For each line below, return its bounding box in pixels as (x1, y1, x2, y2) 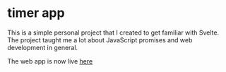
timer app (7, 5, 65, 21)
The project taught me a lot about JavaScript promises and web (7, 35, 193, 44)
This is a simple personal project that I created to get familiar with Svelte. (7, 28, 220, 37)
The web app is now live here (7, 56, 93, 65)
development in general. (7, 43, 78, 52)
